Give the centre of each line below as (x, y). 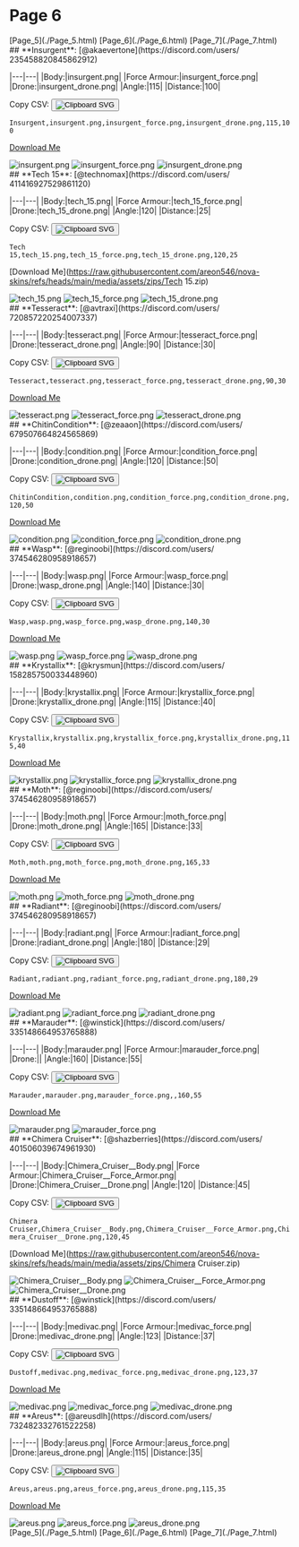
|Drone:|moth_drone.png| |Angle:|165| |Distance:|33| (106, 826)
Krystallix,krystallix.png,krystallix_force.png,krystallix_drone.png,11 (150, 738)
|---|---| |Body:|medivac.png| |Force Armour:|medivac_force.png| (131, 1326)
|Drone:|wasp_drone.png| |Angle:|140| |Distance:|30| (107, 585)
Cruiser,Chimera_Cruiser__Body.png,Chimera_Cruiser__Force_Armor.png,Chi (150, 1229)
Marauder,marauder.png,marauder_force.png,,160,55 (106, 1095)
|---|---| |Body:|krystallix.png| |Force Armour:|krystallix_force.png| (132, 692)
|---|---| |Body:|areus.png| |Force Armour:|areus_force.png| (120, 1442)
